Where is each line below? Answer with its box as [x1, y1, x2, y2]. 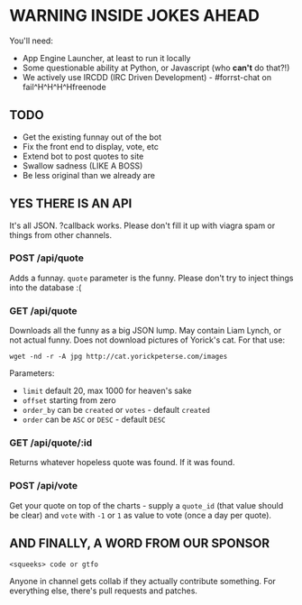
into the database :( [9, 281, 82, 293]
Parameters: [9, 368, 55, 379]
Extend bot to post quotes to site [22, 151, 144, 161]
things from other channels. [9, 229, 113, 240]
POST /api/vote [9, 480, 78, 492]
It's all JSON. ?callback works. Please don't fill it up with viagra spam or [9, 220, 276, 231]
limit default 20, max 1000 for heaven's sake [22, 385, 192, 397]
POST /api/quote [9, 252, 84, 264]
